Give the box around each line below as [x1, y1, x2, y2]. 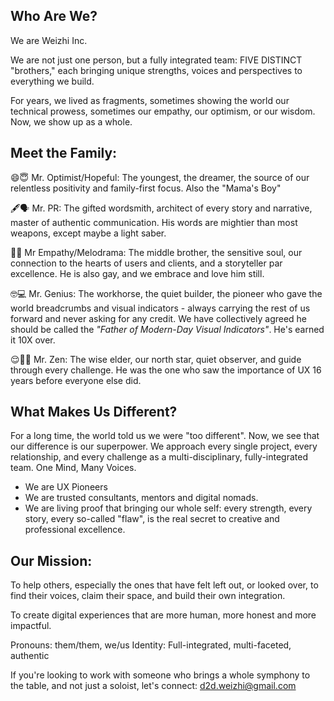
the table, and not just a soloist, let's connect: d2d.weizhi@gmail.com [10, 680, 297, 692]
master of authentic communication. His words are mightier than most [10, 216, 298, 228]
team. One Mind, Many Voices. [10, 462, 137, 474]
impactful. [10, 620, 52, 632]
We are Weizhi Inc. [10, 34, 88, 46]
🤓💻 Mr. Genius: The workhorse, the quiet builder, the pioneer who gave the [10, 287, 323, 299]
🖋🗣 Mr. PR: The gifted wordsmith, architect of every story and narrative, [10, 202, 313, 214]
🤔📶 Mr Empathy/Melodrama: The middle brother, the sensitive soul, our [10, 246, 303, 258]
